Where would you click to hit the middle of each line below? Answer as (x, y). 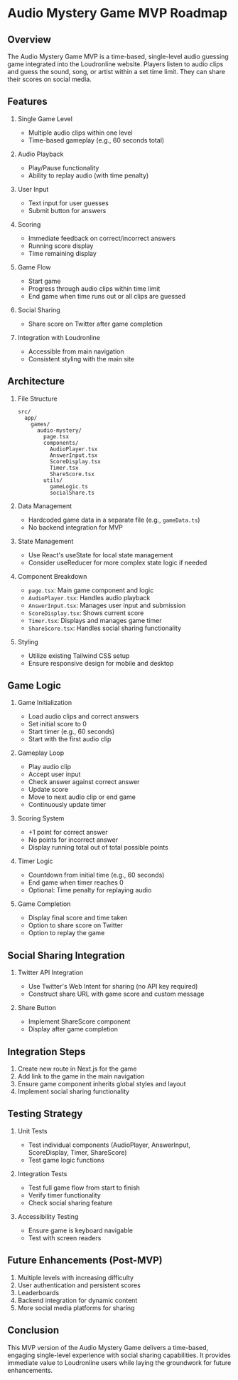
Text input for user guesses (68, 203)
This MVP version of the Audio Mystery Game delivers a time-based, (108, 1347)
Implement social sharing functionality (74, 1091)
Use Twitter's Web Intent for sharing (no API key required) (113, 987)
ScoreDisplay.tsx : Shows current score (86, 613)
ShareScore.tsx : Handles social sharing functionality (105, 628)
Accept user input (54, 774)
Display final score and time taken (78, 918)
